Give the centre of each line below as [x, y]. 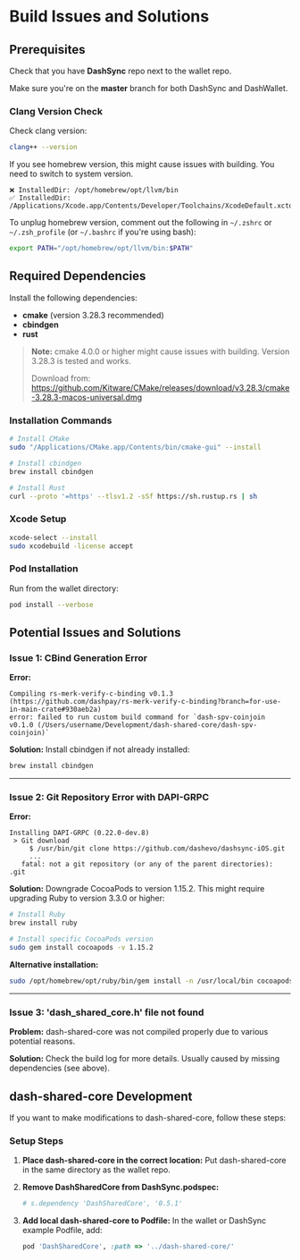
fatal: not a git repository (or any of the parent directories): [147, 865]
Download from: [61, 378]
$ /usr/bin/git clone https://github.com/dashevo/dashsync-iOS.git [157, 849]
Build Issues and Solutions [109, 17]
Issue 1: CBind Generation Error [78, 657]
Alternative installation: [54, 964]
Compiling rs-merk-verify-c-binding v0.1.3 [92, 694]
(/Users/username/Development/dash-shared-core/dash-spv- [147, 725]
